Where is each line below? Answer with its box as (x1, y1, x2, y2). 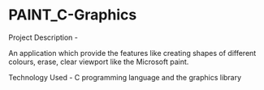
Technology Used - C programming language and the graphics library (8, 72, 242, 82)
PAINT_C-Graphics (8, 6, 137, 24)
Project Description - (8, 32, 79, 42)
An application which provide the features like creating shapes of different (8, 48, 257, 58)
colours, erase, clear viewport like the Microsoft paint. (8, 57, 189, 66)
